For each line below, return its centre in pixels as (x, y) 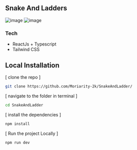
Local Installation (32, 65)
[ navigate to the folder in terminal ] (41, 96)
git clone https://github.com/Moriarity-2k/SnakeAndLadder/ (69, 86)
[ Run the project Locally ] (32, 133)
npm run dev (17, 142)
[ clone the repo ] (23, 77)
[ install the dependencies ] (33, 114)
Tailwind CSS (26, 49)
